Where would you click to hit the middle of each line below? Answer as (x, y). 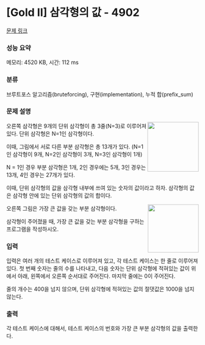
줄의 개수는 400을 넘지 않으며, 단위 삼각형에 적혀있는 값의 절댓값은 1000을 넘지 (100, 289)
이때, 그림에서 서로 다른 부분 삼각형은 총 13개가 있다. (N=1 (75, 147)
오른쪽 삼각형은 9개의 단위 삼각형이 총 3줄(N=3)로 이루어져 (76, 126)
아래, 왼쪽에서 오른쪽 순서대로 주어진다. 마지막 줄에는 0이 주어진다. (96, 276)
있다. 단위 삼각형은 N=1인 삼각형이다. (50, 133)
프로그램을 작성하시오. (33, 229)
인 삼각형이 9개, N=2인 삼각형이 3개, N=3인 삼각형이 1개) (74, 154)
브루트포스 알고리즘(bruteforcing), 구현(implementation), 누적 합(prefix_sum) (100, 94)
